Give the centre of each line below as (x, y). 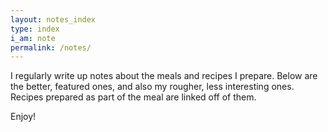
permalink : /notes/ (51, 47)
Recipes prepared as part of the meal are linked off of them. (133, 97)
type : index (35, 29)
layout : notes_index (53, 19)
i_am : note (33, 38)
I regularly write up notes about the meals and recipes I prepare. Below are (164, 76)
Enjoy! (23, 117)
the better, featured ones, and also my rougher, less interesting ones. (152, 87)
